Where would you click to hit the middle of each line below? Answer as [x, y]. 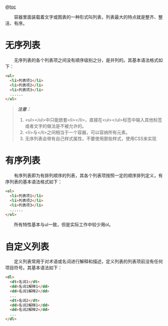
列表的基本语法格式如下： [36, 182]
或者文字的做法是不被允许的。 [55, 126]
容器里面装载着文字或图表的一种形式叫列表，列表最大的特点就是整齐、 [86, 17]
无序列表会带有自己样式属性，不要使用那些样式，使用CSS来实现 [90, 138]
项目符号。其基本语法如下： [34, 268]
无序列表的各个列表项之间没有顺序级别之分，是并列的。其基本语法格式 [86, 60]
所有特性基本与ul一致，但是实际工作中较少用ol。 [64, 224]
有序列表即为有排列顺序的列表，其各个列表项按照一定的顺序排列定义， [86, 175]
